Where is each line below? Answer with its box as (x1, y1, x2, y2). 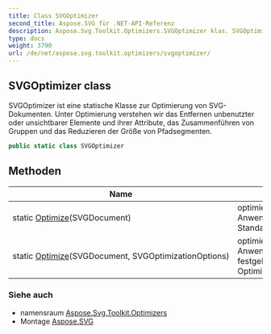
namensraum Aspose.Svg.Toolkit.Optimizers (19, 307, 168, 317)
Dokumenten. (8, 109, 54, 119)
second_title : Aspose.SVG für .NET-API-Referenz (8, 19, 175, 27)
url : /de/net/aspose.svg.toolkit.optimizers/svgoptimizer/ (8, 49, 211, 57)
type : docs (8, 34, 45, 43)
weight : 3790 (8, 42, 52, 50)
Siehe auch (8, 290, 54, 301)
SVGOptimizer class (8, 79, 111, 93)
